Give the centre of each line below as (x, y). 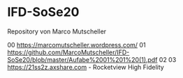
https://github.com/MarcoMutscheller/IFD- (68, 52)
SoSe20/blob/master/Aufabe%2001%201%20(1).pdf (82, 59)
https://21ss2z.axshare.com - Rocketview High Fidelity (86, 67)
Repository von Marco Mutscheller (57, 31)
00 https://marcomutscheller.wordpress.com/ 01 (76, 45)
